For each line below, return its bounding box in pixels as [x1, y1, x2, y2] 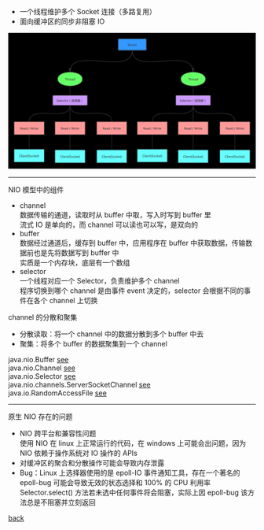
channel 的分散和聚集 [8, 312, 78, 321]
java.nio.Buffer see [8, 354, 69, 364]
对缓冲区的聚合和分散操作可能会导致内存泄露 [19, 458, 165, 467]
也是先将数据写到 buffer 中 [33, 247, 119, 258]
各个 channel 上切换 [33, 295, 98, 305]
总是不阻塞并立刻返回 [26, 497, 96, 506]
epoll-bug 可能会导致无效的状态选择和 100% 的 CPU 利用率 [19, 477, 211, 487]
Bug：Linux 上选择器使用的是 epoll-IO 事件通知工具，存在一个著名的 [19, 468, 240, 477]
